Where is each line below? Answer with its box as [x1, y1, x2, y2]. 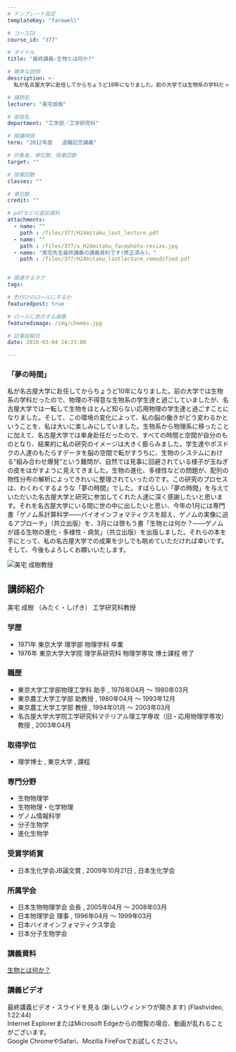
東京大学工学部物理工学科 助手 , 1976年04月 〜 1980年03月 [17, 685, 189, 694]
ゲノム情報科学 [17, 812, 61, 820]
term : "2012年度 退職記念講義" [7, 139, 97, 147]
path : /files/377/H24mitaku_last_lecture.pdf [20, 229, 159, 236]
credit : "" [7, 197, 39, 204]
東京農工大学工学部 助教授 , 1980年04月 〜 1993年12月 [17, 694, 176, 702]
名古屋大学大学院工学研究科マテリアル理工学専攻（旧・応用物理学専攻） [17, 711, 228, 720]
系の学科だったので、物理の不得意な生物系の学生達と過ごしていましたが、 [7, 396, 223, 404]
